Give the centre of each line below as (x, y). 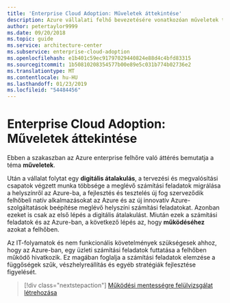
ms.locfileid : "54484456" (44, 90)
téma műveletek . (31, 165)
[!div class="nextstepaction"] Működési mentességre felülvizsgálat (118, 285)
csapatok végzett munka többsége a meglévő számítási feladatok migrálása (114, 186)
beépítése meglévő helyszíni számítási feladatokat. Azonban (135, 207)
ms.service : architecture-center (55, 45)
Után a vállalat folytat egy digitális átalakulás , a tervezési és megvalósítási (113, 179)
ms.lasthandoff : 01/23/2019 (47, 84)
